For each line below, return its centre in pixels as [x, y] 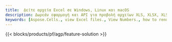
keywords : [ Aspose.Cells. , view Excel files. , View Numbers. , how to [81, 19]
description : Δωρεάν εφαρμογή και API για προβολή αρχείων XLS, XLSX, [82, 15]
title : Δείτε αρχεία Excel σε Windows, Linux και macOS [67, 10]
